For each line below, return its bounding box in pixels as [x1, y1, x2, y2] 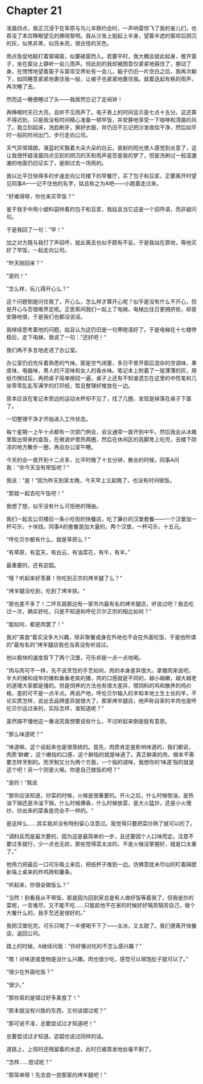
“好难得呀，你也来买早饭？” [6, 192, 75, 200]
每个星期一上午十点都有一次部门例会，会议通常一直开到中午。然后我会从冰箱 [6, 428, 197, 435]
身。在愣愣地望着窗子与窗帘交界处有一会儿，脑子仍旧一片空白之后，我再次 [6, 67, 192, 75]
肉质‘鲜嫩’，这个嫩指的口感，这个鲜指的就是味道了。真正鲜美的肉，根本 [6, 751, 184, 758]
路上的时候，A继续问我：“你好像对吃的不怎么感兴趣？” [6, 942, 142, 949]
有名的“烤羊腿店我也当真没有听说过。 [19, 640, 112, 648]
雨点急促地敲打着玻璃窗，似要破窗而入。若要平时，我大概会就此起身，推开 [6, 52, 192, 59]
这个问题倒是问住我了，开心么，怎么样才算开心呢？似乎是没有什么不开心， [6, 298, 192, 305]
